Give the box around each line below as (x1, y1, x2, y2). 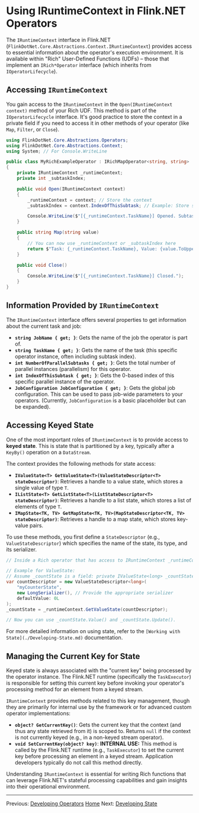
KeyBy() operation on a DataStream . (6, 449, 91, 456)
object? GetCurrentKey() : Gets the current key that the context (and (14, 721, 181, 728)
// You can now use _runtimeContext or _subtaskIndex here (27, 240, 176, 246)
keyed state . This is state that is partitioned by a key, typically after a (6, 442, 175, 449)
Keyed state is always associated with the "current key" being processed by (6, 667, 192, 674)
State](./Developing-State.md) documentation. (6, 634, 123, 641)
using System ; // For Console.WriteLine (6, 148, 108, 154)
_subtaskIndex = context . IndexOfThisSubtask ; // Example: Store (27, 202, 190, 208)
